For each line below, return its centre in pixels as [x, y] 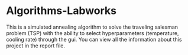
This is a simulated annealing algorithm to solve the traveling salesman [92, 27]
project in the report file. [35, 46]
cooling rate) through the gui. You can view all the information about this [94, 39]
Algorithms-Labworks [61, 11]
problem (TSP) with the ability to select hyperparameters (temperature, [93, 33]
